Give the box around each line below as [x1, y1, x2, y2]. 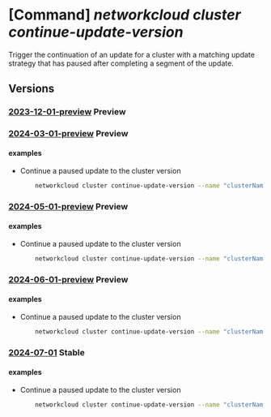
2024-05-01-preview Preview [8, 201, 129, 213]
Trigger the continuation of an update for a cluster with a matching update [8, 49, 255, 59]
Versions [8, 82, 55, 96]
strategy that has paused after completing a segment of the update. [8, 58, 235, 68]
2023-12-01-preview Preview [8, 106, 127, 118]
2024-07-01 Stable [8, 347, 85, 359]
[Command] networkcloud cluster [8, 6, 241, 24]
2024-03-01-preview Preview [8, 128, 129, 140]
